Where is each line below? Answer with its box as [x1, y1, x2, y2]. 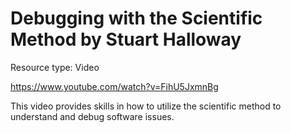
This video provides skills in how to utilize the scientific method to [10, 100, 282, 112]
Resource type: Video [10, 61, 100, 73]
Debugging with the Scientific [10, 7, 263, 30]
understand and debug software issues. [10, 110, 175, 122]
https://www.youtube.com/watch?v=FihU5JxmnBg [10, 80, 219, 92]
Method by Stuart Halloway [10, 28, 242, 51]
